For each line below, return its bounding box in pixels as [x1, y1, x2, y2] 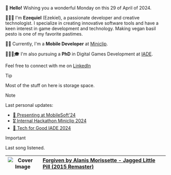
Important [5, 135, 26, 141]
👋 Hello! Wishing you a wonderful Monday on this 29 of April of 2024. [5, 5, 152, 11]
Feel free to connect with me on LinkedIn [5, 63, 91, 69]
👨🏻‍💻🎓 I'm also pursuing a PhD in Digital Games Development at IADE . [5, 51, 153, 57]
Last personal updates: [5, 102, 53, 108]
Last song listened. [5, 145, 45, 151]
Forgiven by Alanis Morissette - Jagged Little [42, 157, 156, 164]
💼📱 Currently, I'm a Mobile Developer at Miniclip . [5, 41, 108, 47]
